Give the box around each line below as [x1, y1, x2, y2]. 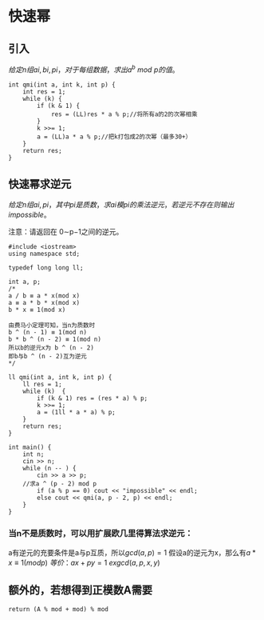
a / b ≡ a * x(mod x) [8, 292, 81, 300]
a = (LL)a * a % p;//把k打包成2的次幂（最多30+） [37, 133, 192, 141]
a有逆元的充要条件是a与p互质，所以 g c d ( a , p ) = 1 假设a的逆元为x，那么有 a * [8, 547, 257, 557]
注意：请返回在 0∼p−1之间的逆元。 [8, 227, 124, 237]
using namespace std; [8, 250, 81, 258]
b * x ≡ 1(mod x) [8, 306, 66, 314]
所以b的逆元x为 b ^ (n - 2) [8, 344, 94, 352]
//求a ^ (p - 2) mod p [22, 480, 97, 488]
